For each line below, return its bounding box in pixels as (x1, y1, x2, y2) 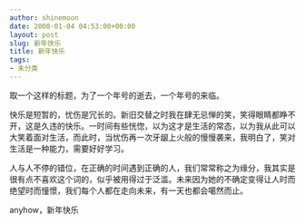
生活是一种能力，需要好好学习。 (9, 142, 129, 154)
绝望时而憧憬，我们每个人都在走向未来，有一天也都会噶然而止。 (9, 185, 248, 196)
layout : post (9, 30, 59, 39)
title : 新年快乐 (9, 47, 65, 56)
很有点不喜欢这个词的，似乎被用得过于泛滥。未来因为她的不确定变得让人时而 (9, 173, 296, 184)
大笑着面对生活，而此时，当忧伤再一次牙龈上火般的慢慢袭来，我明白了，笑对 (9, 131, 296, 142)
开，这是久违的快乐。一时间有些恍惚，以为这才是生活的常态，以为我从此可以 (9, 120, 296, 131)
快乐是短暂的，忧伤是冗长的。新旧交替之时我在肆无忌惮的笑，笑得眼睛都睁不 (9, 109, 296, 120)
